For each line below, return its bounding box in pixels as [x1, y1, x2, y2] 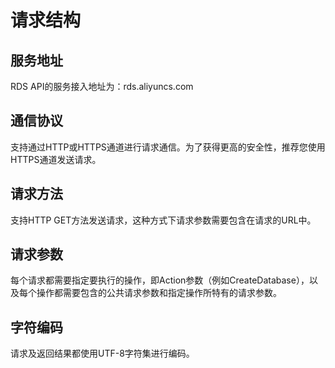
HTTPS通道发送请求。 [10, 153, 102, 165]
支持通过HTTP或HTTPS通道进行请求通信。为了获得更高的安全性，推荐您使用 [10, 141, 326, 153]
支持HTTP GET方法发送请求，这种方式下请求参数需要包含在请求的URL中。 [10, 214, 317, 226]
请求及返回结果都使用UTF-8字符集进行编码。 [10, 347, 195, 360]
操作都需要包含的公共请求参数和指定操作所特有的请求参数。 [36, 287, 282, 299]
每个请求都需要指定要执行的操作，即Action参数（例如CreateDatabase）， [10, 274, 310, 286]
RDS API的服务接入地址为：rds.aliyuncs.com [10, 81, 194, 92]
